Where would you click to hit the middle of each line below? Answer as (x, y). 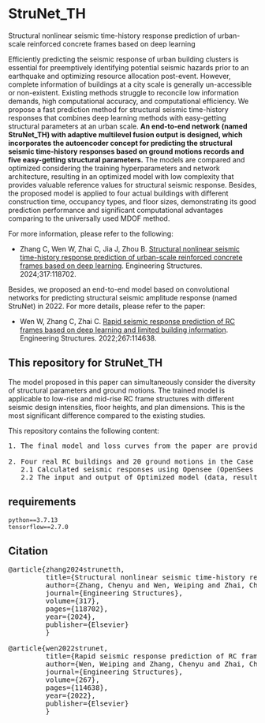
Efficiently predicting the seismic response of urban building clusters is (123, 59)
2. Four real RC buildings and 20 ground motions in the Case (131, 461)
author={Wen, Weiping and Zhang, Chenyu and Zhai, (146, 664)
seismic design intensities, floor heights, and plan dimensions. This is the (127, 407)
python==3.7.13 (33, 520)
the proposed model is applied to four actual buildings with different (118, 193)
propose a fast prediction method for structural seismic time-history (118, 109)
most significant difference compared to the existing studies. (107, 416)
